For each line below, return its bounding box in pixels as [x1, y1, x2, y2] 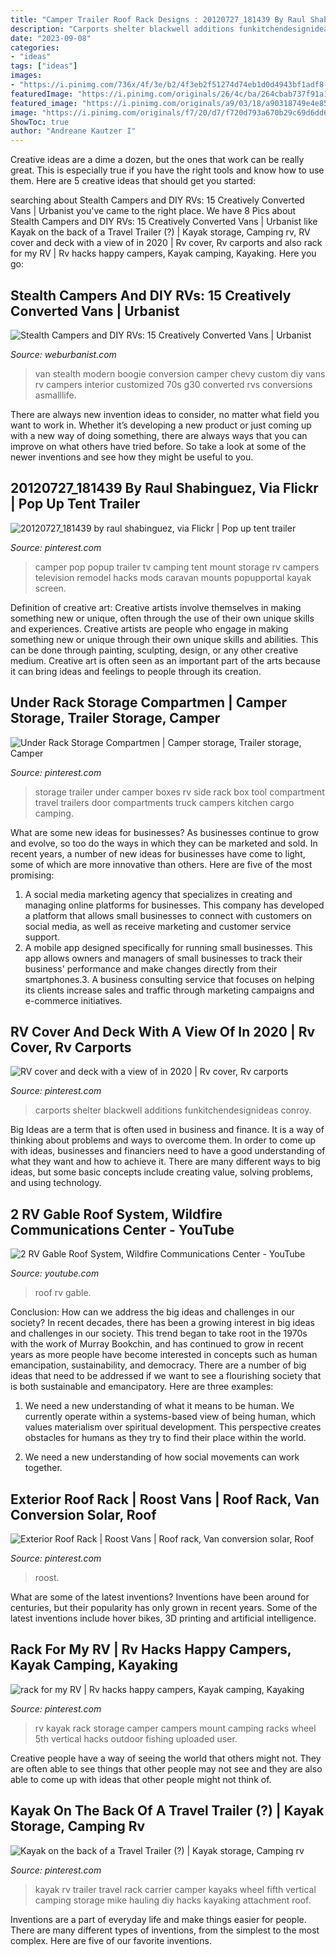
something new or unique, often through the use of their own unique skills [10, 612, 315, 624]
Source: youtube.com [10, 1267, 100, 1280]
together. [24, 1462, 63, 1474]
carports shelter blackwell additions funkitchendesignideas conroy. [34, 1104, 312, 1116]
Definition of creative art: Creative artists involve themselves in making [10, 601, 302, 613]
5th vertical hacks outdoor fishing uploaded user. [34, 1732, 238, 1745]
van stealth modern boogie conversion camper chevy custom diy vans [34, 367, 326, 380]
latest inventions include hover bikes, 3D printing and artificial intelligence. [10, 1612, 317, 1624]
